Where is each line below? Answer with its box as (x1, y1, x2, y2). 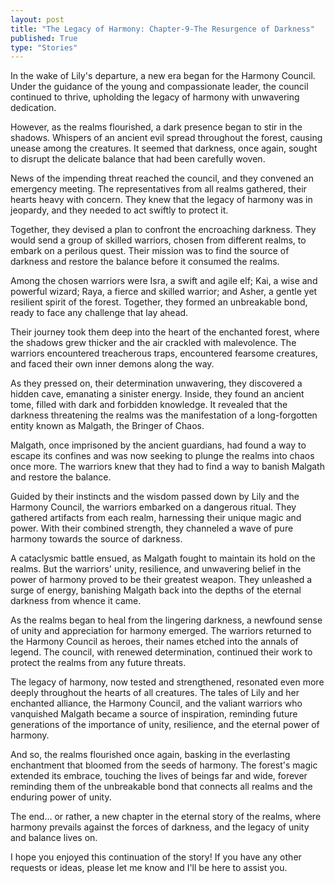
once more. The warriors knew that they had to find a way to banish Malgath (10, 461, 325, 473)
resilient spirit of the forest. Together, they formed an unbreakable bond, (10, 296, 308, 308)
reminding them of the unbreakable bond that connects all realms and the (10, 781, 313, 793)
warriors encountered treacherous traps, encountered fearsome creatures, (10, 347, 318, 360)
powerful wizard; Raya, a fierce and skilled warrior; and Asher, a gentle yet (10, 286, 318, 298)
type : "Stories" (10, 42, 78, 53)
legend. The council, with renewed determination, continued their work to (10, 646, 313, 658)
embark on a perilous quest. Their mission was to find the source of (10, 245, 290, 257)
